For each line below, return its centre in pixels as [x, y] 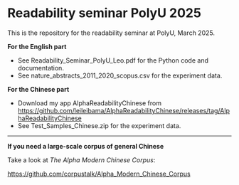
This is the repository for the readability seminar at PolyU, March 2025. [111, 33]
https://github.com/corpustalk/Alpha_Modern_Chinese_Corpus [99, 174]
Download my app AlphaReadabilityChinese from [90, 103]
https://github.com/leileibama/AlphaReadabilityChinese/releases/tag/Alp [123, 110]
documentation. [41, 68]
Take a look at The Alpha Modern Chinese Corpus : [81, 160]
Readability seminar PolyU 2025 [104, 13]
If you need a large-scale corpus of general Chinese [86, 146]
